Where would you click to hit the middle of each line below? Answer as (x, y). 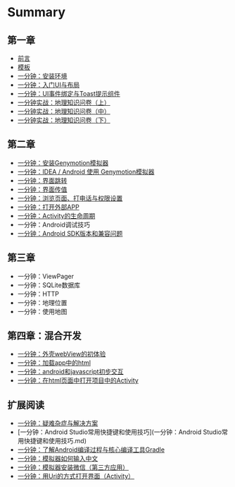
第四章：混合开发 (44, 336)
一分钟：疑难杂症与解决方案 (58, 423)
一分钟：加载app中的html (54, 363)
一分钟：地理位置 (42, 302)
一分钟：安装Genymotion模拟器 (63, 162)
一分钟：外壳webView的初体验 (62, 354)
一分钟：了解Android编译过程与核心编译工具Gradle (91, 450)
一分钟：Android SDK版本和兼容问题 (70, 233)
